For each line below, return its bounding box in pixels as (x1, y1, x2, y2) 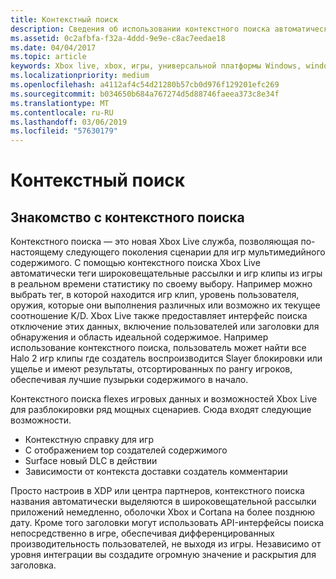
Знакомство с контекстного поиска (10, 209, 245, 226)
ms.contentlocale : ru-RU (10, 107, 114, 118)
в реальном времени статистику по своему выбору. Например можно (10, 278, 313, 290)
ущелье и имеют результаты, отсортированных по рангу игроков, (10, 363, 293, 375)
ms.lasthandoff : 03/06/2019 (10, 117, 128, 127)
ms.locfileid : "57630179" (10, 126, 118, 136)
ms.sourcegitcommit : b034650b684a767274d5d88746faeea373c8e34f (10, 89, 280, 99)
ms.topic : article (10, 52, 87, 62)
